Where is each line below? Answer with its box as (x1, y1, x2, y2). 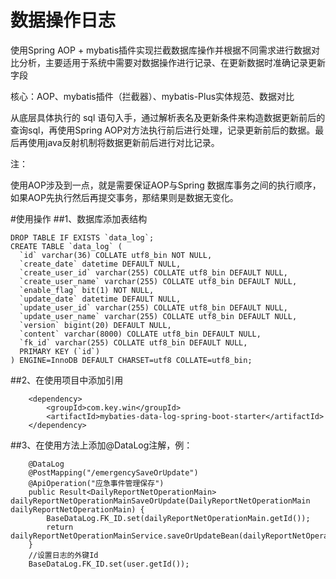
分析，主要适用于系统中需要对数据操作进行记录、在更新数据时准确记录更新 (18, 56, 326, 68)
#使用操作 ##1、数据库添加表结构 (10, 212, 148, 225)
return (46, 522, 74, 532)
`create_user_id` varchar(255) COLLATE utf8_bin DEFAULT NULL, (19, 267, 288, 278)
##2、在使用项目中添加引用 (10, 374, 124, 386)
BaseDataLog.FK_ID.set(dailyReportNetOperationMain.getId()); (46, 513, 311, 523)
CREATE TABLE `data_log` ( (10, 241, 123, 251)
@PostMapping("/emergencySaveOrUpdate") (28, 467, 199, 478)
